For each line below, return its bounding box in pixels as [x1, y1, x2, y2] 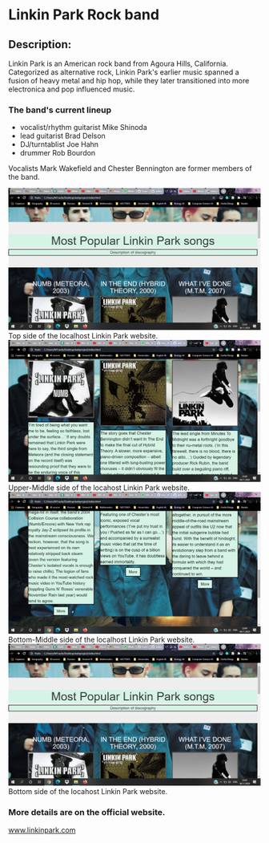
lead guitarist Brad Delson [19, 131, 106, 141]
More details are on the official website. [8, 807, 166, 818]
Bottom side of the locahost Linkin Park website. [8, 787, 168, 796]
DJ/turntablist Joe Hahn [19, 140, 98, 149]
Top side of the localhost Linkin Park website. [8, 331, 159, 341]
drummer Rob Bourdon [19, 148, 96, 158]
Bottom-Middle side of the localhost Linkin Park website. [8, 635, 195, 645]
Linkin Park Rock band [8, 6, 160, 24]
